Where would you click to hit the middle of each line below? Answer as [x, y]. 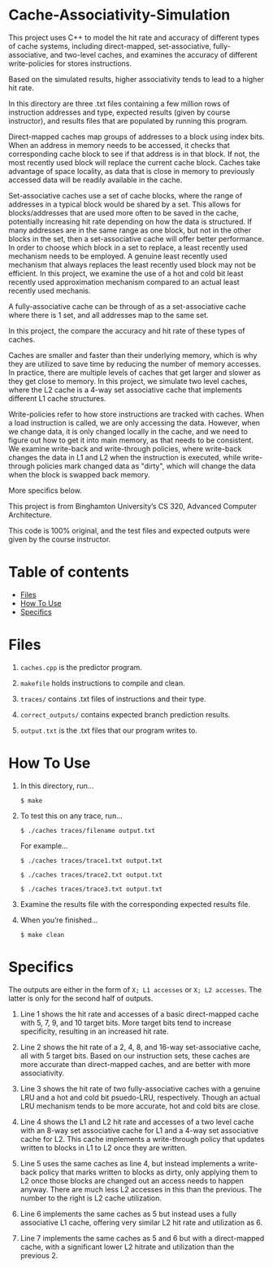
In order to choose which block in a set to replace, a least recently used [128, 247]
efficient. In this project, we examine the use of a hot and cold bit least [126, 273]
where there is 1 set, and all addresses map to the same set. [108, 315]
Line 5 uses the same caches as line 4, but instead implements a [128, 1163]
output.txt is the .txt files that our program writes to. [108, 730]
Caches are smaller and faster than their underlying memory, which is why [133, 355]
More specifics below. [45, 490]
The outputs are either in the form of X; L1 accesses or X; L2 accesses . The [135, 989]
